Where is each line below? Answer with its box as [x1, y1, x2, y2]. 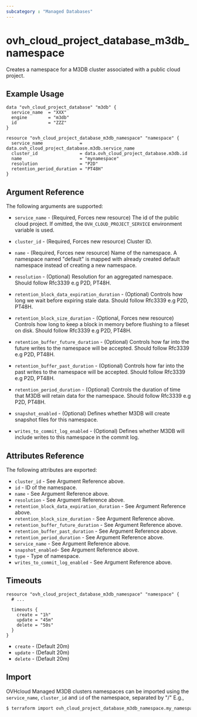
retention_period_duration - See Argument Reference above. [14, 534, 164, 540]
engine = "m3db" [11, 115, 69, 121]
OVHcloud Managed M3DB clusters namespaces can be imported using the [6, 688, 189, 695]
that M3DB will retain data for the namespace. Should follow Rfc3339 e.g [14, 393, 191, 400]
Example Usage [6, 89, 64, 99]
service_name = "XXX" [11, 110, 67, 116]
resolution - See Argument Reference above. [14, 496, 125, 503]
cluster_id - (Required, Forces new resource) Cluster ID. [14, 238, 152, 245]
